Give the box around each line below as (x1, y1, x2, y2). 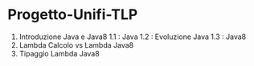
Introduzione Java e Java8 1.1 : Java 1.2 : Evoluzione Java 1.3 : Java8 (18, 32, 247, 41)
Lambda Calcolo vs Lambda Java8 (18, 40, 134, 49)
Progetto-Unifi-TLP (7, 6, 138, 24)
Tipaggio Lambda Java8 (18, 49, 100, 58)
